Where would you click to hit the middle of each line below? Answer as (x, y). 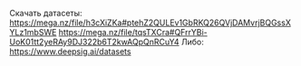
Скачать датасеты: (46, 13)
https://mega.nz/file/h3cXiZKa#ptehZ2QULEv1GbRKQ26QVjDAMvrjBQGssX (150, 23)
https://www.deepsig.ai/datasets (70, 52)
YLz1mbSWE (33, 32)
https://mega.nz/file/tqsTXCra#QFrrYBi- (133, 32)
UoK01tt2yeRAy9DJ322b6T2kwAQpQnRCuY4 (94, 42)
